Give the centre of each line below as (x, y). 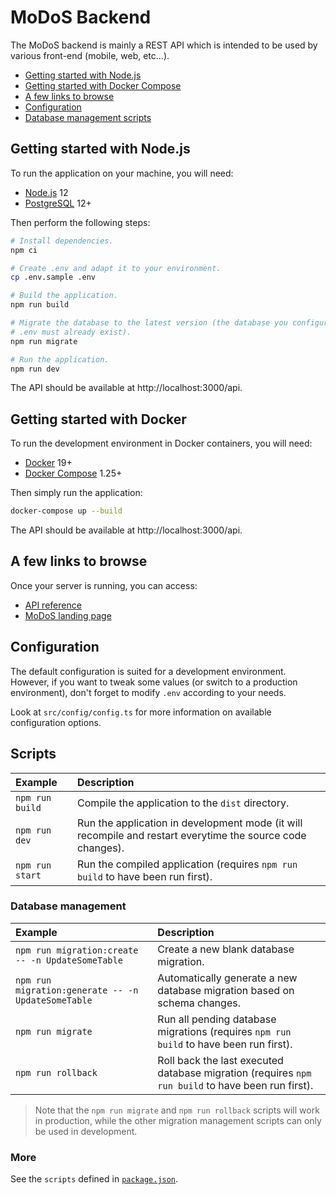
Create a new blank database (226, 949)
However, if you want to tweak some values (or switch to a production (154, 682)
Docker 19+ (48, 463)
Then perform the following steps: (80, 222)
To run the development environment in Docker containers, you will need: (161, 443)
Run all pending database (217, 1019)
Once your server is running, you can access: (104, 585)
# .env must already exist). (71, 332)
